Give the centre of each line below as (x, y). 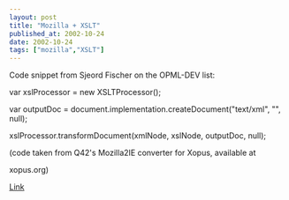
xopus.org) (29, 170)
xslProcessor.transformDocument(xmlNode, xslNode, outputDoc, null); (138, 136)
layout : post (33, 17)
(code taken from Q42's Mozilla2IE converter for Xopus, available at (133, 153)
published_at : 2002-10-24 (57, 33)
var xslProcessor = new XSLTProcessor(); (85, 93)
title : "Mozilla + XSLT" (55, 26)
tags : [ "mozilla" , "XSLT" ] (57, 50)
